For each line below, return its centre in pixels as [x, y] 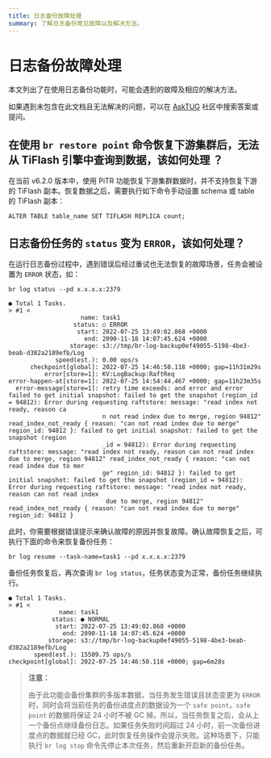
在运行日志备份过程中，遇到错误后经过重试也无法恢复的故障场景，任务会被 [132, 264]
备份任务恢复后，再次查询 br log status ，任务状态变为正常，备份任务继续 [132, 573]
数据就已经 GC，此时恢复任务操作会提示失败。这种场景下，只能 [155, 735]
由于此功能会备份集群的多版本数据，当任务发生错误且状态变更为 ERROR [144, 695]
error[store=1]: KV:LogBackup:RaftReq [109, 375]
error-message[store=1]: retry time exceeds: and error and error [129, 388]
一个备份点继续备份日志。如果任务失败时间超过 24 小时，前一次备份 [141, 725]
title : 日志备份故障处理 [45, 16]
